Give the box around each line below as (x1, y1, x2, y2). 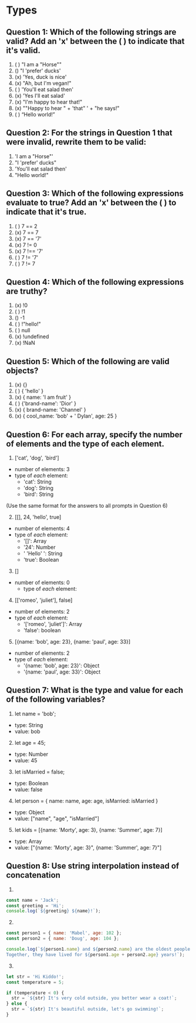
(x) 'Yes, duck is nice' (14, 74, 67, 80)
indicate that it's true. (6, 207, 87, 217)
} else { (6, 1001, 28, 1007)
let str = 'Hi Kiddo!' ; (6, 974, 65, 979)
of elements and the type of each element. (6, 439, 164, 449)
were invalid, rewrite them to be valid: (6, 137, 147, 147)
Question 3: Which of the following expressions (6, 189, 184, 199)
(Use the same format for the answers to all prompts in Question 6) (6, 502, 168, 509)
